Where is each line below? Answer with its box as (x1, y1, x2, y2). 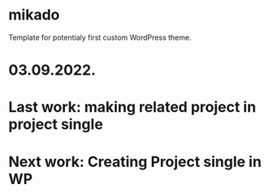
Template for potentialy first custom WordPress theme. (8, 32, 192, 42)
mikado (8, 6, 60, 24)
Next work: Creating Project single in (8, 152, 262, 171)
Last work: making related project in (8, 98, 257, 117)
